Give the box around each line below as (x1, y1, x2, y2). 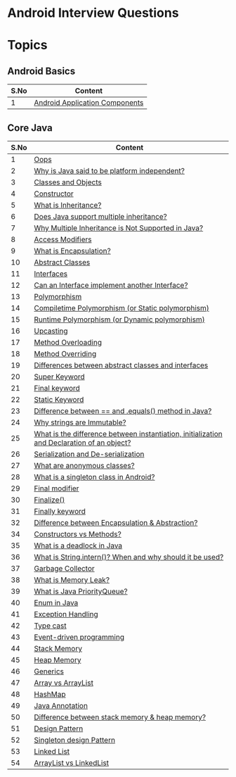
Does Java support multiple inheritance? (34, 212, 167, 221)
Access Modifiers (34, 234, 92, 244)
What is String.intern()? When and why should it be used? (34, 552, 224, 562)
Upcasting (34, 326, 68, 336)
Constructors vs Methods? (34, 529, 122, 539)
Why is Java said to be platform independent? (34, 166, 185, 175)
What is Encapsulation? (34, 246, 111, 255)
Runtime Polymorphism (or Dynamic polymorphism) (34, 315, 205, 324)
